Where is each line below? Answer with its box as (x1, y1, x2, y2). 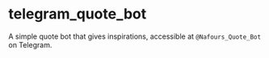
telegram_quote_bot (8, 5, 147, 23)
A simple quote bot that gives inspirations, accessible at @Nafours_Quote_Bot (8, 31, 261, 41)
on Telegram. (8, 39, 53, 49)
